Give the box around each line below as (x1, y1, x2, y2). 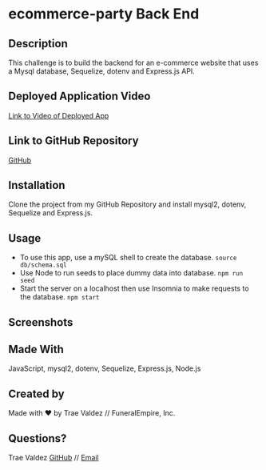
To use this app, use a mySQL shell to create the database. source (19, 253, 237, 263)
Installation (8, 179, 66, 192)
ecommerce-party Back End (8, 5, 200, 23)
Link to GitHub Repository (8, 134, 139, 148)
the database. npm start (19, 292, 100, 302)
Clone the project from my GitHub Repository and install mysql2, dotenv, (8, 199, 247, 209)
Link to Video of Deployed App (8, 110, 109, 120)
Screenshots (8, 315, 73, 329)
